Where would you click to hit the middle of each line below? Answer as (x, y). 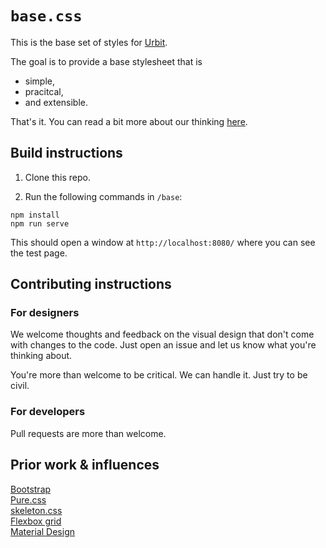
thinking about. (41, 356)
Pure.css (28, 499)
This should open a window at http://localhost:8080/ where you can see (163, 242)
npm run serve (40, 223)
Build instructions (66, 153)
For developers (48, 412)
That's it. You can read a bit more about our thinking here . (129, 121)
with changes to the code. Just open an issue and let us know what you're (163, 345)
